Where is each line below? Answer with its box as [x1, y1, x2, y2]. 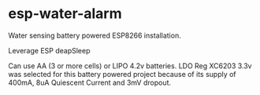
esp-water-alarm [8, 5, 122, 23]
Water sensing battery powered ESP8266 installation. [8, 31, 181, 40]
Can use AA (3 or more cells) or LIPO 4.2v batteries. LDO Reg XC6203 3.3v [8, 60, 252, 71]
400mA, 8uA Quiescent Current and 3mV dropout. [8, 78, 172, 87]
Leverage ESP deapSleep [8, 46, 91, 55]
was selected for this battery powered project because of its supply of [8, 69, 236, 79]
